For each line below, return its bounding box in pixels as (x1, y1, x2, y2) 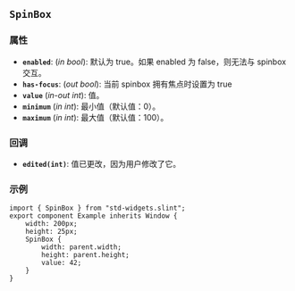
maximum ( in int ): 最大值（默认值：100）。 (21, 112, 169, 122)
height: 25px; (25, 228, 78, 237)
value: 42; (41, 259, 82, 268)
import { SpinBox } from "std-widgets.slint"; (9, 204, 186, 213)
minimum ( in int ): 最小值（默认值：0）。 (21, 101, 161, 112)
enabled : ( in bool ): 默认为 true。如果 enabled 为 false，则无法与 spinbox (21, 56, 287, 67)
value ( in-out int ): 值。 (21, 89, 105, 100)
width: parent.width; (41, 243, 122, 252)
